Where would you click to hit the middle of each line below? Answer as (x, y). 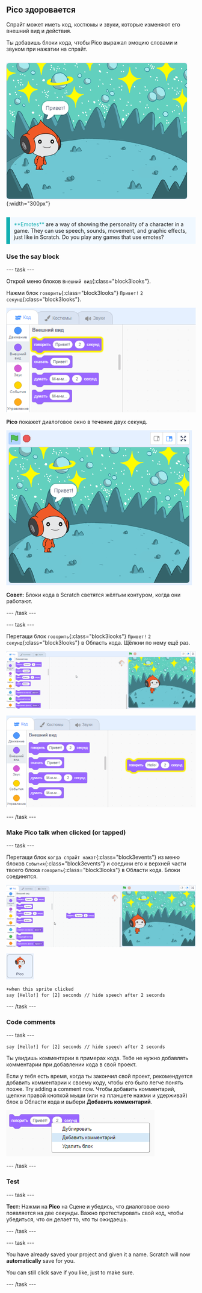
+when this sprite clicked (40, 989)
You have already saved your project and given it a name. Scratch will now (98, 1254)
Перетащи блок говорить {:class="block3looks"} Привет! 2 (79, 636)
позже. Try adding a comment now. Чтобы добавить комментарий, (91, 1089)
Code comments (31, 1022)
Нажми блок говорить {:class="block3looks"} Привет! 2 (75, 293)
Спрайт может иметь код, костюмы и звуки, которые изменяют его (93, 24)
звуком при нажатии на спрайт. (47, 49)
